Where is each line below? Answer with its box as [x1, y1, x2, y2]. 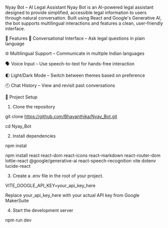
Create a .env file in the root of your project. [12, 173, 104, 179]
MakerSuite [5, 198, 29, 203]
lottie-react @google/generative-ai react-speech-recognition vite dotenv [5, 158, 156, 164]
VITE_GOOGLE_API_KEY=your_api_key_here [5, 183, 96, 188]
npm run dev [5, 217, 32, 223]
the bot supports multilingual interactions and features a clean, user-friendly [5, 20, 163, 26]
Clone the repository [12, 104, 55, 109]
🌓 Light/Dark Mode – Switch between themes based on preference [5, 72, 145, 78]
